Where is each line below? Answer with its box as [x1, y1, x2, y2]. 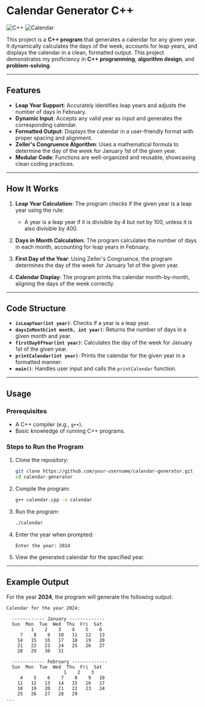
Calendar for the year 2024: [6, 605, 81, 611]
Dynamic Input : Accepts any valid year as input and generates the [15, 114, 182, 122]
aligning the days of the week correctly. [15, 280, 115, 287]
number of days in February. [15, 108, 87, 115]
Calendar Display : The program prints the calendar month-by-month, [15, 273, 190, 280]
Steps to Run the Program [6, 442, 84, 451]
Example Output [6, 577, 69, 588]
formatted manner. [15, 359, 62, 366]
